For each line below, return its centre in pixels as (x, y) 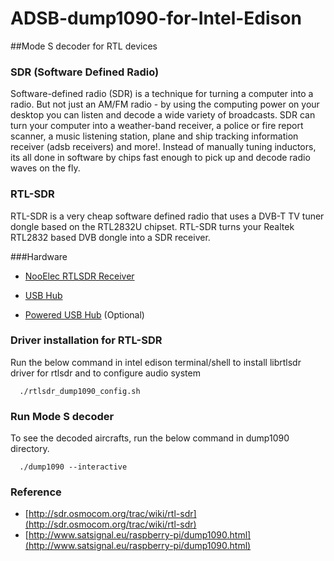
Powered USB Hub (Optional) (84, 314)
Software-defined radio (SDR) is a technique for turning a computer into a (162, 94)
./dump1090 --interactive (73, 467)
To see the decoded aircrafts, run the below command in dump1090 (150, 438)
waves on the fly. (45, 168)
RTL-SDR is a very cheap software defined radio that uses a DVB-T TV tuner (167, 216)
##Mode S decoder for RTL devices (84, 46)
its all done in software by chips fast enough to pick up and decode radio (160, 158)
